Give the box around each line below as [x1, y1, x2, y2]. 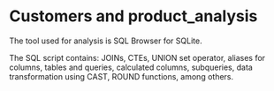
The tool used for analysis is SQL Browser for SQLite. [9, 35, 202, 46]
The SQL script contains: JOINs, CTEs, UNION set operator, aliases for [9, 52, 266, 63]
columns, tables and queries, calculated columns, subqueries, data [9, 62, 254, 72]
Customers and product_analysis [9, 6, 258, 27]
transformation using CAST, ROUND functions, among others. [9, 71, 234, 81]
